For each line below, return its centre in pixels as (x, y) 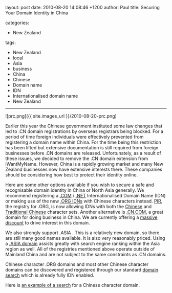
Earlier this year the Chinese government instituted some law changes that (84, 126)
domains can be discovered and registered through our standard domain (82, 270)
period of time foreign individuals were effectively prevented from (74, 137)
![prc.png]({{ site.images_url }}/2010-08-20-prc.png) (61, 116)
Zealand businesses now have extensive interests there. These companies (84, 169)
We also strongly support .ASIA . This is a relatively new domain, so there (82, 233)
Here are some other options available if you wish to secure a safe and (80, 185)
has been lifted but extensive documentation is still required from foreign (82, 148)
